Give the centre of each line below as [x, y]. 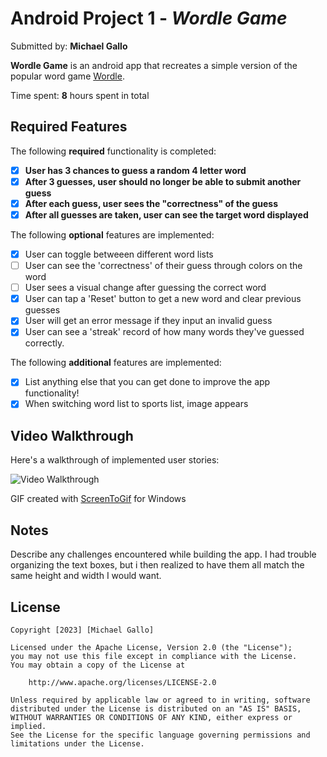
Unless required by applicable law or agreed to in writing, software [160, 700]
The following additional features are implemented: [116, 363]
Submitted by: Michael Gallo [69, 46]
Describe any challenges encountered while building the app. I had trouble [163, 554]
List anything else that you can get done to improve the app [147, 382]
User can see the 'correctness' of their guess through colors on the [163, 266]
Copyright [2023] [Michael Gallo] [82, 630]
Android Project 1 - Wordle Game [149, 18]
